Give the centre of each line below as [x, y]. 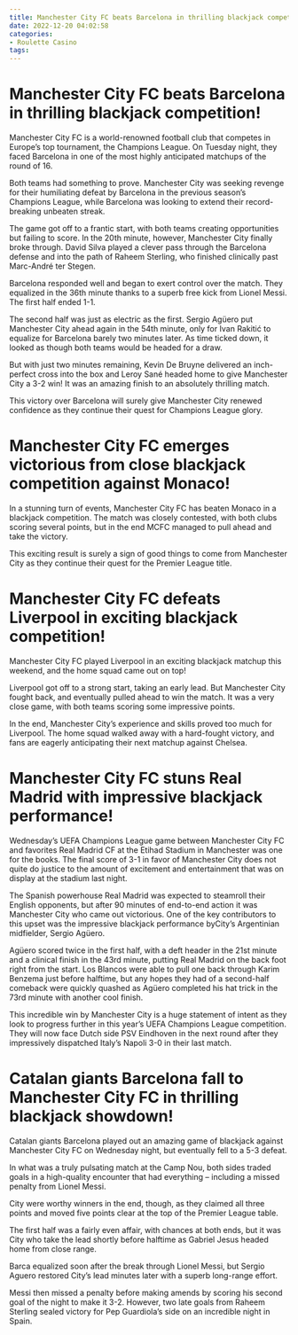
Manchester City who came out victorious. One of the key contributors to [143, 914]
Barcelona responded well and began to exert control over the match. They [146, 284]
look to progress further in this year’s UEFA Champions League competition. [148, 1024]
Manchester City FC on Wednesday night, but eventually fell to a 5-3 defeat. [148, 1150]
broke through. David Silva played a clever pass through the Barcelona [138, 247]
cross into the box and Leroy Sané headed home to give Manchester [163, 374]
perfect [23, 374]
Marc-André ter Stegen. [52, 266]
